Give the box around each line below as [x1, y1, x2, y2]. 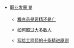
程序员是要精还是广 [17, 16, 56, 22]
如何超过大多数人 [17, 27, 52, 33]
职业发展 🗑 [9, 4, 33, 10]
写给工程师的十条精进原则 [17, 38, 69, 43]
